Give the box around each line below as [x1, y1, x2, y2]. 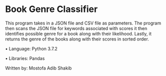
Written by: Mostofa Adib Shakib [5, 65, 72, 71]
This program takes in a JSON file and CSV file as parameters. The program [5, 20, 161, 26]
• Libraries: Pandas [5, 55, 45, 61]
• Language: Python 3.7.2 [5, 45, 57, 51]
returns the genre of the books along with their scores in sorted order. [5, 36, 149, 42]
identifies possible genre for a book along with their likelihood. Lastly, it [5, 30, 151, 36]
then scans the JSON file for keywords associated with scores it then [5, 25, 147, 31]
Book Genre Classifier [5, 3, 98, 15]
